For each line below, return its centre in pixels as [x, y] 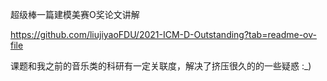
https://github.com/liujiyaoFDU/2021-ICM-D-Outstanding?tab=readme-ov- [163, 34]
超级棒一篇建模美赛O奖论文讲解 [75, 14]
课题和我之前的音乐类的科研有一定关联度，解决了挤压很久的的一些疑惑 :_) [161, 66]
